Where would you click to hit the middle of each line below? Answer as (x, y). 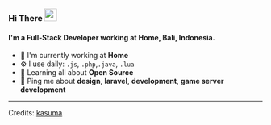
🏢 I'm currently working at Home (74, 56)
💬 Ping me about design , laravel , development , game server (122, 81)
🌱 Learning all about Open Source (77, 73)
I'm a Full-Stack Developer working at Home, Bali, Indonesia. (112, 37)
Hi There (25, 18)
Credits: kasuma (35, 113)
